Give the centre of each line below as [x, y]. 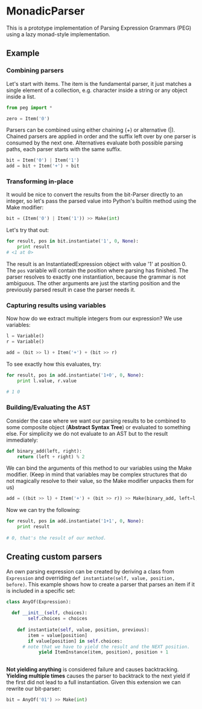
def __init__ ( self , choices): [49, 613]
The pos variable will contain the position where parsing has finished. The [97, 270]
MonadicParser [46, 11]
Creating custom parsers [54, 557]
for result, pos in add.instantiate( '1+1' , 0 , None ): [75, 521]
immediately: [22, 440]
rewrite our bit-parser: [34, 689]
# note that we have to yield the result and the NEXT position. [106, 647]
